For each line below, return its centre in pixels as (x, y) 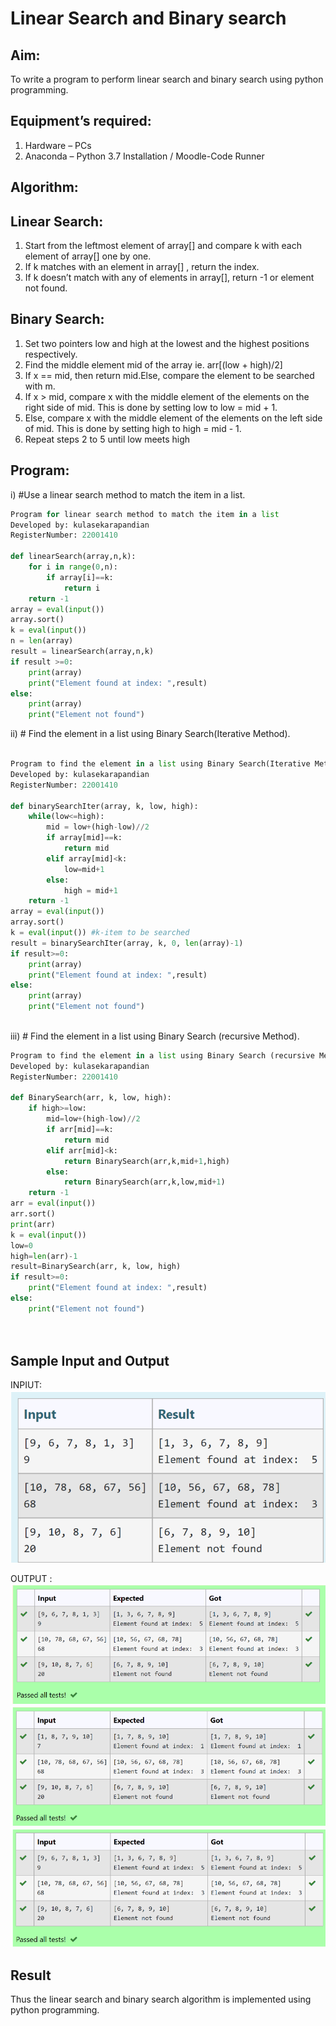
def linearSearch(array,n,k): (73, 557)
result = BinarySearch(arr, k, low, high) (96, 1267)
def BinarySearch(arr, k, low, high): (91, 1098)
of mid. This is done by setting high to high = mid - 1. (133, 428)
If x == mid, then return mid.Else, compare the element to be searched (169, 375)
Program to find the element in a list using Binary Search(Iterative (160, 764)
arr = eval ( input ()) (53, 1203)
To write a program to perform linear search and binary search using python (167, 79)
